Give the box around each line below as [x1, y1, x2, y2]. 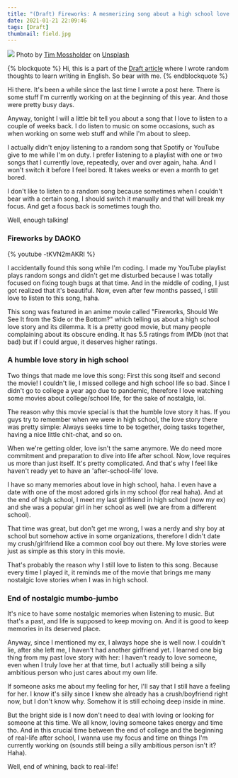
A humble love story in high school [7, 355, 129, 365]
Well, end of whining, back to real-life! [7, 762, 118, 771]
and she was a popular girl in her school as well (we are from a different [7, 503, 217, 511]
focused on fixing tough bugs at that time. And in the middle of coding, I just [7, 278, 229, 287]
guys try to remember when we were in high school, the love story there [7, 415, 218, 423]
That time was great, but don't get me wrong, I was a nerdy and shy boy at [7, 524, 225, 533]
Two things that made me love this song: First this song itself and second [7, 371, 221, 379]
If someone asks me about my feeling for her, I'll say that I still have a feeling [7, 682, 230, 691]
